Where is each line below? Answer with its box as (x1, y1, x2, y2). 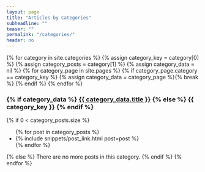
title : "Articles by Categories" (6, 15, 92, 21)
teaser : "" (6, 26, 34, 32)
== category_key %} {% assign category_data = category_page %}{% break (6, 74, 199, 81)
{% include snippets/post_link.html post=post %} (15, 135, 140, 142)
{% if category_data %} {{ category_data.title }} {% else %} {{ (6, 95, 194, 104)
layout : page (6, 9, 40, 15)
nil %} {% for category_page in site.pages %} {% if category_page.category (6, 67, 198, 74)
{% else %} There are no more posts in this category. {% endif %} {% (6, 153, 182, 160)
